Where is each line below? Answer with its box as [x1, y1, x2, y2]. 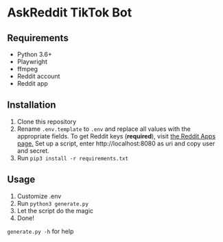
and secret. [16, 146, 49, 155]
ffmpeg [16, 65, 38, 73]
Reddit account [16, 72, 60, 80]
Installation [7, 99, 56, 111]
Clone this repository [16, 117, 77, 125]
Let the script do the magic [16, 206, 94, 215]
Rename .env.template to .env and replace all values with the [16, 125, 191, 133]
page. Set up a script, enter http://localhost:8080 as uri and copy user [16, 139, 215, 147]
